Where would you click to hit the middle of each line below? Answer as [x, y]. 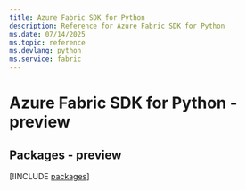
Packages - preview [66, 155]
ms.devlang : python [45, 51]
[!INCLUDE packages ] [49, 176]
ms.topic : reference [48, 42]
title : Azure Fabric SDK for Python [77, 17]
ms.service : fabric [45, 59]
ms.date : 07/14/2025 [48, 34]
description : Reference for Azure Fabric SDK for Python [117, 26]
